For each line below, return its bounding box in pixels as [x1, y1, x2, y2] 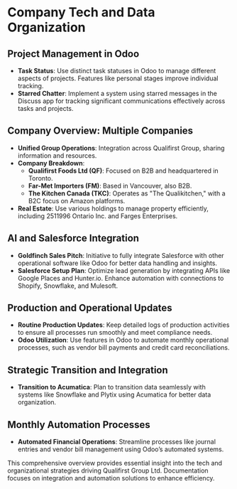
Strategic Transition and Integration [7, 364, 168, 376]
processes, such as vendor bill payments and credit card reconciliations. [17, 343, 230, 352]
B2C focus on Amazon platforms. [28, 196, 126, 205]
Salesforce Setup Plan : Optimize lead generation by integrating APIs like [17, 266, 231, 274]
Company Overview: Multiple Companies [7, 125, 194, 137]
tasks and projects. [17, 104, 74, 112]
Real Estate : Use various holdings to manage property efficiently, [17, 204, 209, 213]
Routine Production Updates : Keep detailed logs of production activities [17, 321, 230, 329]
